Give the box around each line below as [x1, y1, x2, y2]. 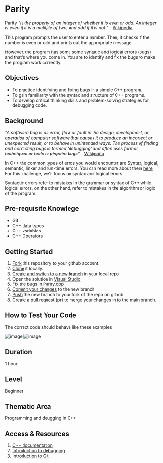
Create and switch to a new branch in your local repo [12, 271, 119, 277]
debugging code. [12, 102, 47, 108]
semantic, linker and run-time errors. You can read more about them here [5, 165, 153, 171]
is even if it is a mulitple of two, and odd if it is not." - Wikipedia [5, 25, 133, 30]
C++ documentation [12, 442, 53, 448]
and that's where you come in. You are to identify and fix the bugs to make [5, 54, 156, 60]
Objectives [5, 74, 39, 82]
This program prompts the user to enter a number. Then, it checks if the [5, 34, 150, 40]
